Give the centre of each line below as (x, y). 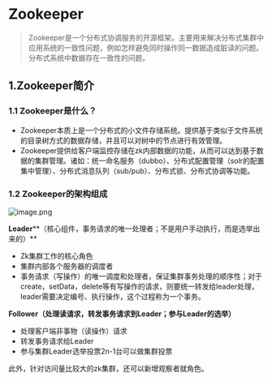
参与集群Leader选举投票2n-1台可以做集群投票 (96, 351)
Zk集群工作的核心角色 (56, 255)
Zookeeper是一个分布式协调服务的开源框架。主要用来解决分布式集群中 (146, 37)
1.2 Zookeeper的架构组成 (58, 194)
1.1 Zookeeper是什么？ (53, 111)
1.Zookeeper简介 (52, 86)
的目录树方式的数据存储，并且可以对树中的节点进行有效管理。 (123, 140)
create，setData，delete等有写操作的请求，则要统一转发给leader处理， (139, 286)
